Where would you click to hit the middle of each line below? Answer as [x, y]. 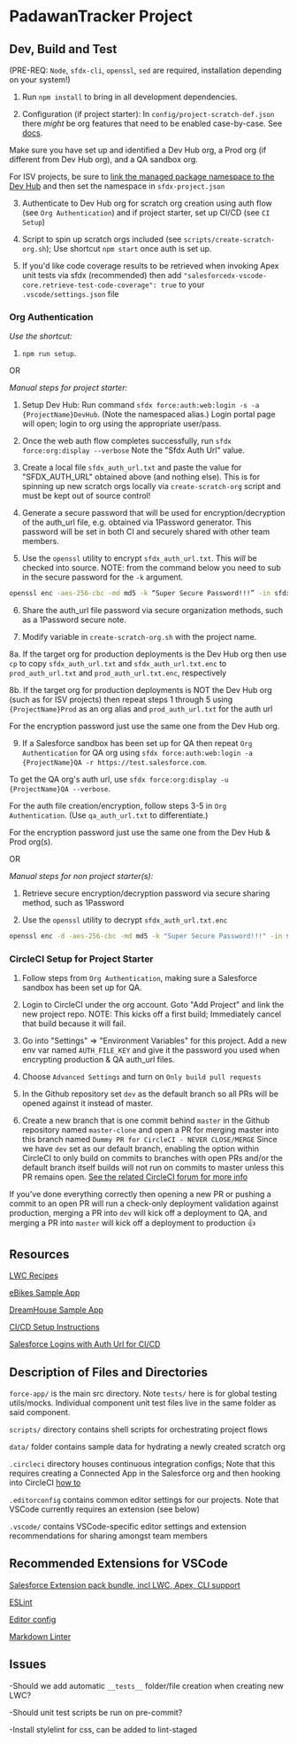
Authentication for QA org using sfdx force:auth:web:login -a [137, 753]
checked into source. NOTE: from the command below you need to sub [151, 568]
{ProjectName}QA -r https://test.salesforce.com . [114, 762]
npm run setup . [49, 354]
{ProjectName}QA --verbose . [60, 789]
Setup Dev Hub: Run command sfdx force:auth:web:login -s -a [141, 405]
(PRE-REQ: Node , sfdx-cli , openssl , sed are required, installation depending [145, 70]
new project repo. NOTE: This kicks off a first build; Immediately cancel [151, 1014]
